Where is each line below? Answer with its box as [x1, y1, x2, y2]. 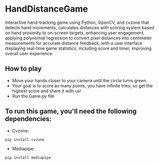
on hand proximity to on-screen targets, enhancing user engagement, [5, 30, 145, 36]
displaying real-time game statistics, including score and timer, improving [5, 45, 152, 51]
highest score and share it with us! [12, 88, 81, 93]
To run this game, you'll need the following [5, 107, 137, 115]
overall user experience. [5, 50, 53, 56]
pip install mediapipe [5, 155, 51, 160]
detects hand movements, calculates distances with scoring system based [5, 24, 155, 30]
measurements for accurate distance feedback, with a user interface [5, 40, 142, 46]
